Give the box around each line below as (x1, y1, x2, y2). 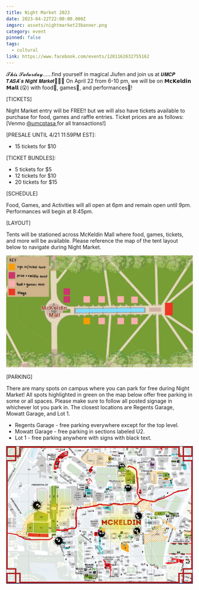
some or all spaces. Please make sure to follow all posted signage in (6, 397, 173, 404)
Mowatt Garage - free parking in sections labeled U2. (14, 428, 145, 435)
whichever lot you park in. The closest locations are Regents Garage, (6, 403, 175, 410)
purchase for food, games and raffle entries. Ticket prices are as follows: (6, 113, 184, 120)
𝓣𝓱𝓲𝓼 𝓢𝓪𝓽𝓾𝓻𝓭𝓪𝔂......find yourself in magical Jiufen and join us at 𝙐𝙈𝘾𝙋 (6, 70, 176, 77)
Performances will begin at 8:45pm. (6, 208, 94, 215)
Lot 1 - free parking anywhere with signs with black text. (14, 434, 152, 441)
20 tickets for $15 (14, 178, 57, 186)
